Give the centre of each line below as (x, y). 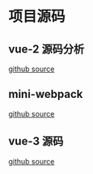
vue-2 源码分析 (46, 49)
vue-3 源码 (36, 141)
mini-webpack (46, 94)
